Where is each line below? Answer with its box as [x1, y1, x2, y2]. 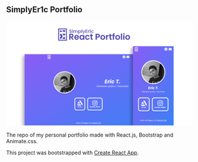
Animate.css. [6, 138, 38, 145]
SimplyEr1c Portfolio [6, 5, 83, 15]
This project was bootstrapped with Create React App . [6, 149, 139, 156]
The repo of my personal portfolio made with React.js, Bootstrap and [6, 131, 174, 138]
